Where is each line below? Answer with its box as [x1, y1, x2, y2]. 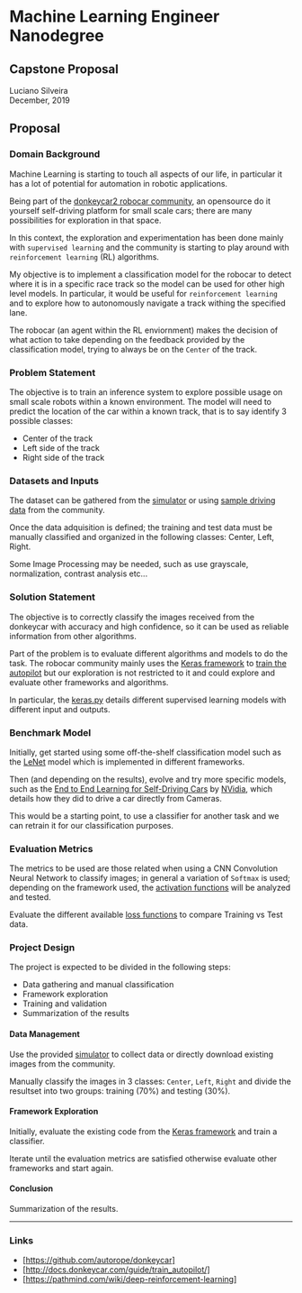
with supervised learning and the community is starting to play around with [9, 242, 289, 252]
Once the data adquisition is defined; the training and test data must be [9, 522, 272, 533]
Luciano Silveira [9, 86, 69, 96]
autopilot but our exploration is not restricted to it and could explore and [9, 667, 276, 678]
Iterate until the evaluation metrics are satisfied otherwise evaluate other [9, 1152, 278, 1164]
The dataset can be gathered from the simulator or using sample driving [9, 495, 276, 506]
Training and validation [22, 998, 108, 1009]
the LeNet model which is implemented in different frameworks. [9, 756, 245, 767]
